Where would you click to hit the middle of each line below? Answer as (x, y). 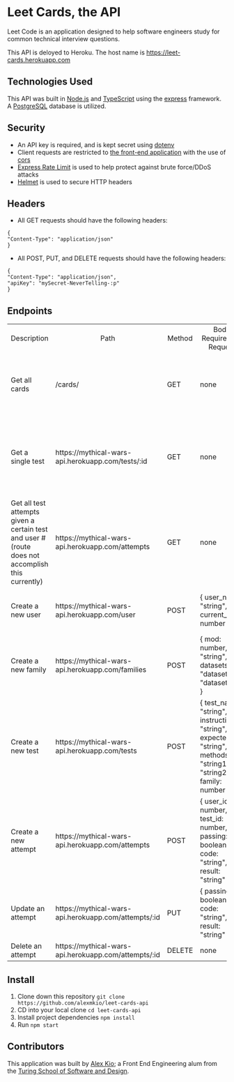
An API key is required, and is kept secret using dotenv (96, 144)
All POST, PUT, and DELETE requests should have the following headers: (122, 258)
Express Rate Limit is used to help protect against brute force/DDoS (114, 167)
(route (21, 547)
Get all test (28, 503)
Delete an (26, 946)
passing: (213, 836)
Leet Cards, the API (64, 12)
